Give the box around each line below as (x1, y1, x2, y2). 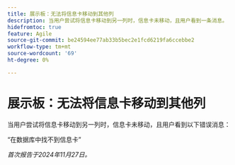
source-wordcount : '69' (7, 50, 78, 57)
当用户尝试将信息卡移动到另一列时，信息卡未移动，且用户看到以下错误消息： (7, 120, 231, 128)
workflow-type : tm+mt (7, 43, 71, 50)
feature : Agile (7, 30, 52, 38)
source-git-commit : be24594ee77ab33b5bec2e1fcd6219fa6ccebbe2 (7, 37, 195, 44)
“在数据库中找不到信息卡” (7, 135, 81, 144)
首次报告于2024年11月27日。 (7, 150, 91, 159)
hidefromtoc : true (7, 23, 62, 30)
